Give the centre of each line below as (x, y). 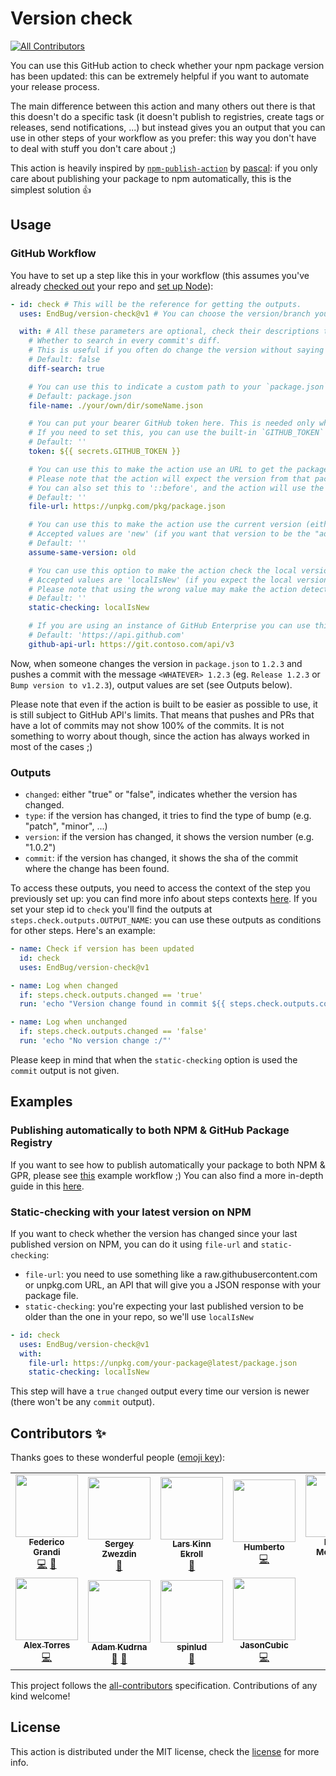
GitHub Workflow (53, 254)
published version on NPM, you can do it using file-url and (134, 1244)
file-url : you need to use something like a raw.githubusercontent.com (171, 1274)
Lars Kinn (192, 1544)
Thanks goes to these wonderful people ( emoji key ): (118, 1458)
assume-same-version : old (82, 552)
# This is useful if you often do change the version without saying (176, 350)
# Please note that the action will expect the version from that (169, 478)
